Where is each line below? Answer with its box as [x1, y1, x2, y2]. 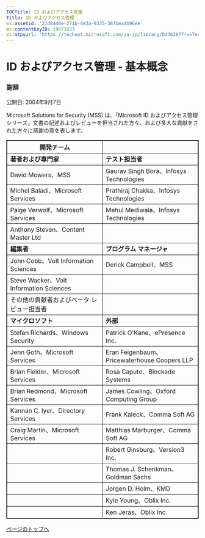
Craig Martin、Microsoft [10, 426, 79, 434]
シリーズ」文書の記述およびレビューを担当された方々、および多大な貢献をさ [6, 119, 199, 126]
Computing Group [106, 395, 157, 403]
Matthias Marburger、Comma [106, 426, 191, 434]
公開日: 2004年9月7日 [6, 98, 62, 106]
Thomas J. [106, 465, 136, 473]
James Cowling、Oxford [106, 386, 176, 395]
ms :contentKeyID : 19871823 [6, 26, 75, 32]
